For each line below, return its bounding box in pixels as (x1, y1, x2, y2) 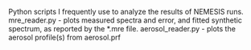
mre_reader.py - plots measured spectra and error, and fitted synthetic (8, 15, 243, 25)
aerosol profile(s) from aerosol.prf (8, 32, 121, 42)
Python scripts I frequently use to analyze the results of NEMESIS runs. (8, 7, 244, 16)
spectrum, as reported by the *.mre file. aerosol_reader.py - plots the (8, 24, 236, 33)
